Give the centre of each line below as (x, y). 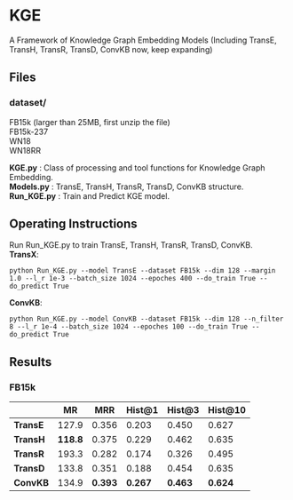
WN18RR (25, 150)
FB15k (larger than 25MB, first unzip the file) (90, 122)
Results (31, 362)
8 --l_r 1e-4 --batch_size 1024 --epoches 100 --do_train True (129, 327)
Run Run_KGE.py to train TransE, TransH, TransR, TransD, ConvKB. (131, 245)
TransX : (24, 255)
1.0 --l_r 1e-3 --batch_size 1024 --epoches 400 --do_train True (132, 279)
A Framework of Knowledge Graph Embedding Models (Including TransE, (143, 40)
